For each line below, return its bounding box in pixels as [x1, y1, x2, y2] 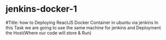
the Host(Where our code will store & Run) [5, 30, 92, 36]
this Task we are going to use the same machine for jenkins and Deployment [5, 24, 161, 30]
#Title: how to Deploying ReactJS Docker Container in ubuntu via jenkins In [5, 20, 159, 25]
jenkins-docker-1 [5, 3, 77, 15]
